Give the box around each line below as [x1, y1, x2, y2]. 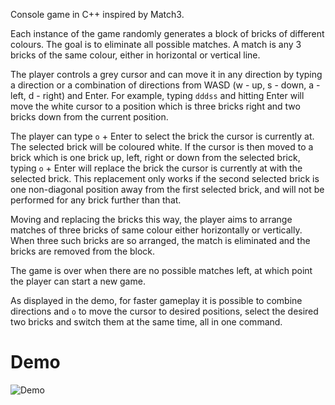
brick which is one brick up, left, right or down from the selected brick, [10, 152, 301, 163]
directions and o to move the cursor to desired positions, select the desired [10, 305, 319, 317]
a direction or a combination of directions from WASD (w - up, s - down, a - [10, 79, 321, 91]
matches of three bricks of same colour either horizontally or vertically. [10, 224, 303, 236]
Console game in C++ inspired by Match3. [10, 9, 185, 20]
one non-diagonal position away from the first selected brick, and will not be [10, 184, 325, 195]
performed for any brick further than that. [10, 194, 182, 206]
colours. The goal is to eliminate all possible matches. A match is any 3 [10, 39, 302, 50]
